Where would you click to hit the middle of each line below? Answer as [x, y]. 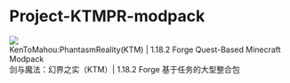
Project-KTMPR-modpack [107, 16]
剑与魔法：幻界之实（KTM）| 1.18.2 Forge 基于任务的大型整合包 [125, 69]
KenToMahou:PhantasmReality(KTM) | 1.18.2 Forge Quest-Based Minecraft [145, 49]
